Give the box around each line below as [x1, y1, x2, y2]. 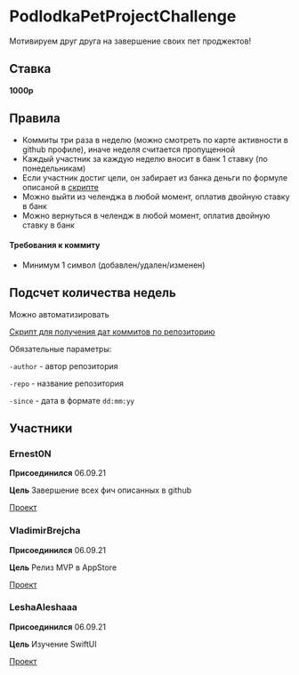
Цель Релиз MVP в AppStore [9, 562, 117, 573]
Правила [9, 111, 61, 126]
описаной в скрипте [21, 181, 100, 192]
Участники [9, 421, 73, 436]
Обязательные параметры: [9, 343, 112, 354]
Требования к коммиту [9, 240, 101, 251]
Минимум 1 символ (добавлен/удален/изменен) [21, 260, 206, 270]
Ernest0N [9, 447, 52, 460]
